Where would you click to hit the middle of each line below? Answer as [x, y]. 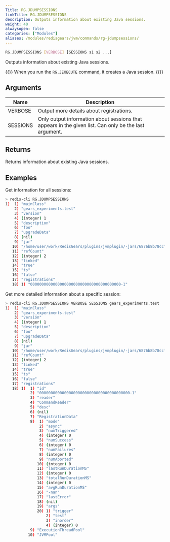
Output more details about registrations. [85, 111]
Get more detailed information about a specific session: [63, 294]
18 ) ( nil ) [47, 502]
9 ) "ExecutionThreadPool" [57, 530]
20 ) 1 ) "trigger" [55, 511]
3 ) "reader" [43, 398]
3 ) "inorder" [59, 521]
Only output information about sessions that [90, 119]
